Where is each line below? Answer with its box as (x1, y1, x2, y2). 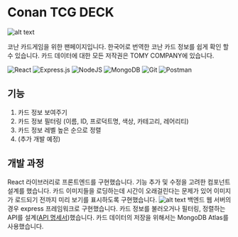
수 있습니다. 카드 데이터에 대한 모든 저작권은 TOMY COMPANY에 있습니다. (7, 51, 215, 60)
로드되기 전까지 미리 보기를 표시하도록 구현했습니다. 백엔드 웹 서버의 (14, 195, 232, 204)
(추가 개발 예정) (17, 134, 61, 143)
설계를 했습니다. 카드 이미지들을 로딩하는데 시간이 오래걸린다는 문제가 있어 (7, 186, 212, 195)
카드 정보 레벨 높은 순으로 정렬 (17, 126, 102, 134)
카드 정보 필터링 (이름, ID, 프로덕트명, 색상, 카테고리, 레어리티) (17, 116, 190, 125)
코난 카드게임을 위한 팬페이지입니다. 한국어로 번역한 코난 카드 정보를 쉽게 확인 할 (7, 42, 229, 50)
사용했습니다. (7, 221, 44, 231)
